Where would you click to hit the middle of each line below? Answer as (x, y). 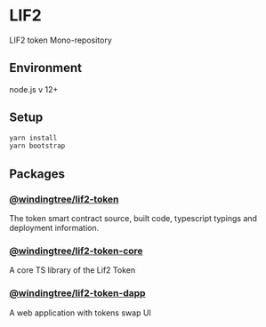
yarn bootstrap (37, 146)
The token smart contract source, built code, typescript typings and (133, 218)
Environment (46, 68)
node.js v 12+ (34, 89)
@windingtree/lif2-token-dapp (77, 293)
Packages (37, 174)
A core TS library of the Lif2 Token (73, 270)
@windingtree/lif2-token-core (77, 251)
